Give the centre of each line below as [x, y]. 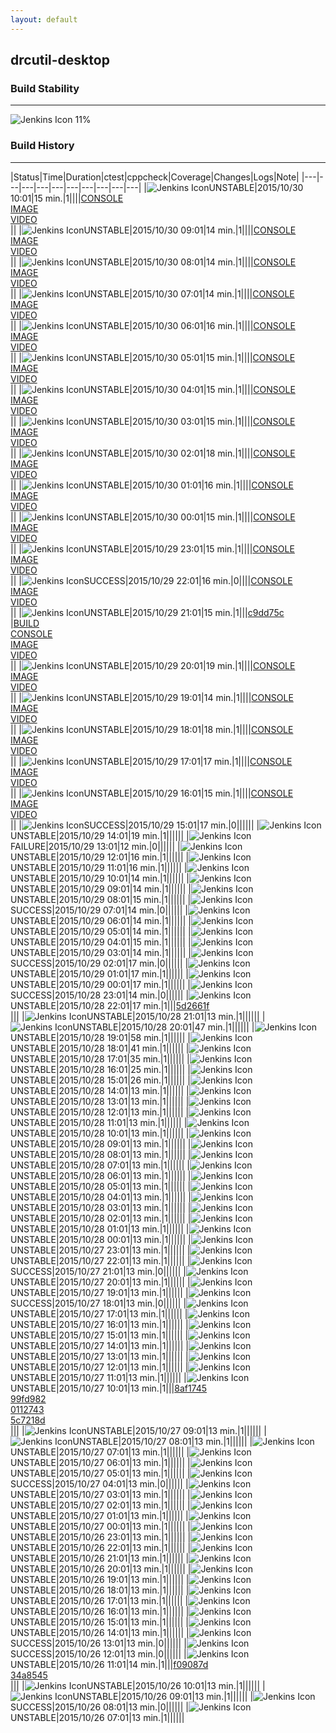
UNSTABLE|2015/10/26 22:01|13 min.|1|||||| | [101, 1547]
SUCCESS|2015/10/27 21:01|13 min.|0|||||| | [98, 1271]
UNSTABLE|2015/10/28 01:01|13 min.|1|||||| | [100, 1228]
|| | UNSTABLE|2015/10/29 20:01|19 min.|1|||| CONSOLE [153, 665]
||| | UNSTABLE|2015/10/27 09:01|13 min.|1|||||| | [138, 1430]
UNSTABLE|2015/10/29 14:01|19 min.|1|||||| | [100, 835]
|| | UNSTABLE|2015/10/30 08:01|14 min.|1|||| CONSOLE [153, 262]
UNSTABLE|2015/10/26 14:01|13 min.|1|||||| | [100, 1632]
